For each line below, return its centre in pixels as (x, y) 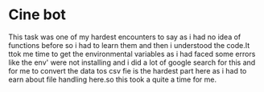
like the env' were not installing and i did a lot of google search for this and (132, 62)
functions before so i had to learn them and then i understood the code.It (129, 45)
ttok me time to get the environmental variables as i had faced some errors (132, 54)
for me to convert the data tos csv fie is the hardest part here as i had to (128, 70)
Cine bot (37, 15)
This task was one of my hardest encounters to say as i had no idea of (125, 37)
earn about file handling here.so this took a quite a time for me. (113, 79)
